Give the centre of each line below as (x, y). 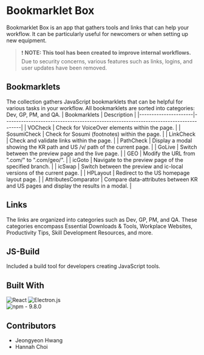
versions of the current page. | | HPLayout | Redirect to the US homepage (98, 173)
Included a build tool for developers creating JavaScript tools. (83, 266)
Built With (25, 285)
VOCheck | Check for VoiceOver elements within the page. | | (104, 127)
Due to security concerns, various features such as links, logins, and (107, 61)
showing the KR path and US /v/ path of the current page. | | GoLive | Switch (102, 147)
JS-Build (23, 251)
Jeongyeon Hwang (39, 340)
